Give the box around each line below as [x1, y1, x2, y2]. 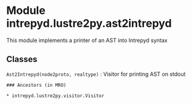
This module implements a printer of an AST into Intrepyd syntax [6, 36, 168, 44]
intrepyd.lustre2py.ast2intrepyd [6, 16, 172, 30]
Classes [6, 54, 38, 64]
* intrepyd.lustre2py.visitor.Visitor [6, 92, 105, 99]
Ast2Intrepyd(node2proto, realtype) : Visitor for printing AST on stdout [6, 70, 186, 78]
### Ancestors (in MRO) [6, 82, 67, 88]
